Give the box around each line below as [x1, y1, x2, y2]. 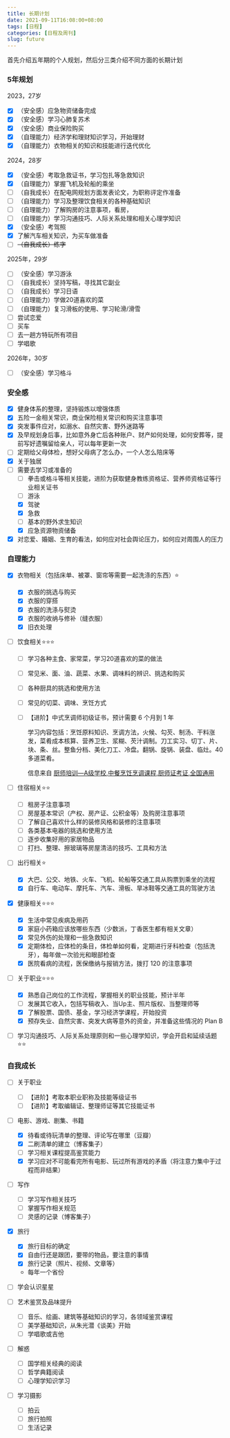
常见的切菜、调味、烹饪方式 [27, 698, 107, 707]
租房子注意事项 [27, 801, 70, 809]
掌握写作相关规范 [27, 1204, 77, 1212]
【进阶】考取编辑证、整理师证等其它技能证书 [27, 1101, 155, 1110]
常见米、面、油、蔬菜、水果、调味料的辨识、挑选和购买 [27, 669, 185, 677]
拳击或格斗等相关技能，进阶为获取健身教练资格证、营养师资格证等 [27, 474, 215, 482]
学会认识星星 [17, 1283, 54, 1291]
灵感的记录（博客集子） [27, 1213, 95, 1221]
